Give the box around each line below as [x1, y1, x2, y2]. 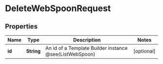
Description [73, 37, 101, 43]
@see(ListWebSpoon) [45, 51, 96, 57]
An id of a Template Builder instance [45, 45, 128, 51]
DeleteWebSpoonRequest [5, 3, 111, 14]
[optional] [133, 48, 156, 54]
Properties [5, 22, 38, 31]
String [26, 48, 41, 54]
